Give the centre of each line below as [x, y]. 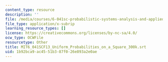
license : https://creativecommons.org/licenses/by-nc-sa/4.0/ [71, 33]
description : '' [22, 14]
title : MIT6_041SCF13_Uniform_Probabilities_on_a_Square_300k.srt [76, 47]
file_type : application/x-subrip [40, 24]
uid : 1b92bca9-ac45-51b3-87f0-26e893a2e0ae [51, 51]
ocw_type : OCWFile [24, 38]
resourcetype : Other [27, 42]
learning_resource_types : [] [35, 28]
